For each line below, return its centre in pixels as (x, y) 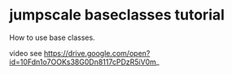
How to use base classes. (53, 37)
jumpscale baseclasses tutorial (117, 15)
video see (26, 53)
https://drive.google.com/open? (97, 53)
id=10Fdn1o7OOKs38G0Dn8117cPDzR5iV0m (83, 62)
